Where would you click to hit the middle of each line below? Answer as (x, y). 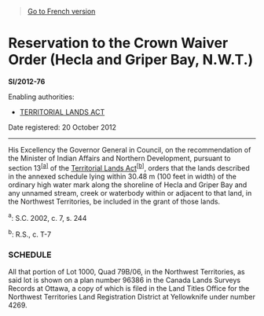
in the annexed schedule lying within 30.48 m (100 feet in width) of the (123, 176)
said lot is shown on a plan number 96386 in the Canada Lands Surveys (125, 280)
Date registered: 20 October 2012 (62, 127)
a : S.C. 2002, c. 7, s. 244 (48, 217)
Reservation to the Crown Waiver (118, 43)
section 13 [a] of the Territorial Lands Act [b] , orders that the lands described (129, 167)
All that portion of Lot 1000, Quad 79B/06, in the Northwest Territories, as (126, 272)
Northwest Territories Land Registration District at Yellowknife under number (132, 297)
